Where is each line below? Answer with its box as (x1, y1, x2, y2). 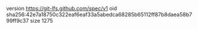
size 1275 (30, 17, 54, 24)
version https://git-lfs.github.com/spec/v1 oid (6, 5, 117, 12)
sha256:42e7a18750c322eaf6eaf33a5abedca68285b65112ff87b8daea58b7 (6, 11, 193, 18)
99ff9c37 (6, 17, 29, 24)
